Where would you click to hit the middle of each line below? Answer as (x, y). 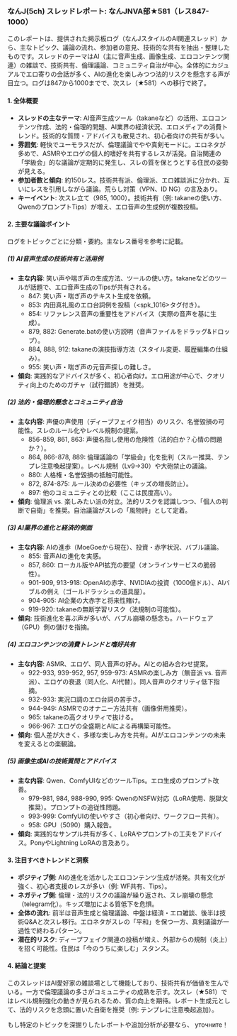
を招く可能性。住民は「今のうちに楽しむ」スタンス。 (95, 948)
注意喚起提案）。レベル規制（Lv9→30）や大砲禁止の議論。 (126, 466)
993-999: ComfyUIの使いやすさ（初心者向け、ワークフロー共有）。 (125, 816)
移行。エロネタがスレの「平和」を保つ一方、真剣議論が (143, 922)
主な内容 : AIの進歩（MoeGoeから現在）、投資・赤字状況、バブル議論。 (120, 547)
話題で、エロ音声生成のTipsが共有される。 (92, 287)
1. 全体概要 (23, 100)
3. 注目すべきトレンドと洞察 (48, 860)
